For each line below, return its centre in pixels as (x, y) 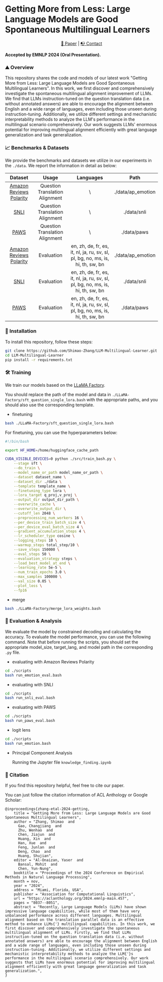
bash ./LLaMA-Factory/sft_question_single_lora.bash (59, 423)
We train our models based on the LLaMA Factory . (55, 385)
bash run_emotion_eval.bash (33, 675)
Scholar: (13, 800)
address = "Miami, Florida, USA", (49, 890)
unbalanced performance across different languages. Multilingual (73, 916)
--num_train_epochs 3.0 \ (40, 572)
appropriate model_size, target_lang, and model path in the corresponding (79, 647)
